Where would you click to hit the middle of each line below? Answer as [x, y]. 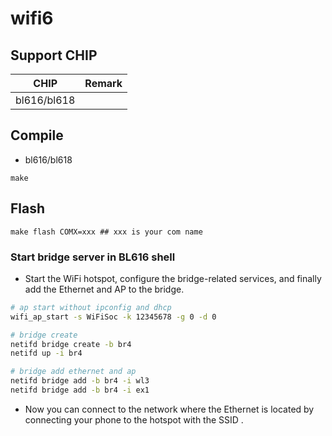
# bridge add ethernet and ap [73, 372]
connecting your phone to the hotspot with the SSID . [134, 419]
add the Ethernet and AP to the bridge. [104, 289]
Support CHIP [54, 55]
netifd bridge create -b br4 [71, 344]
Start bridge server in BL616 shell [93, 257]
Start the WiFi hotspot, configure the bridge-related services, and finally [173, 278]
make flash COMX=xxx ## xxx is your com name [106, 232]
